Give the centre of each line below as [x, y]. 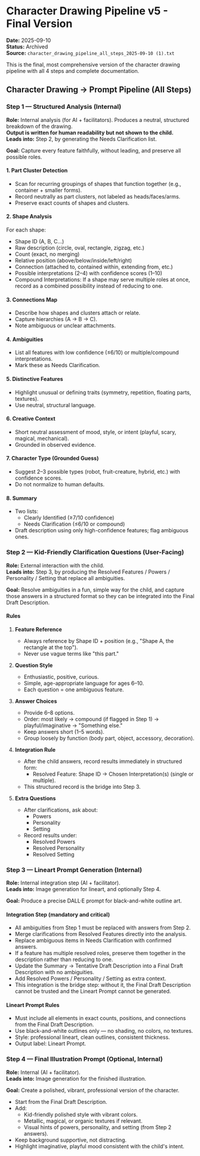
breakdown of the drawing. [39, 126]
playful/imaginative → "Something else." [73, 725]
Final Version [39, 24]
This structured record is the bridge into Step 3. [82, 786]
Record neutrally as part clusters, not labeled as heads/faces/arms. [98, 196]
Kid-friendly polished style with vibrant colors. [81, 1114]
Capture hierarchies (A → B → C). [56, 319]
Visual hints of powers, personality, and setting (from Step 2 [98, 1127]
